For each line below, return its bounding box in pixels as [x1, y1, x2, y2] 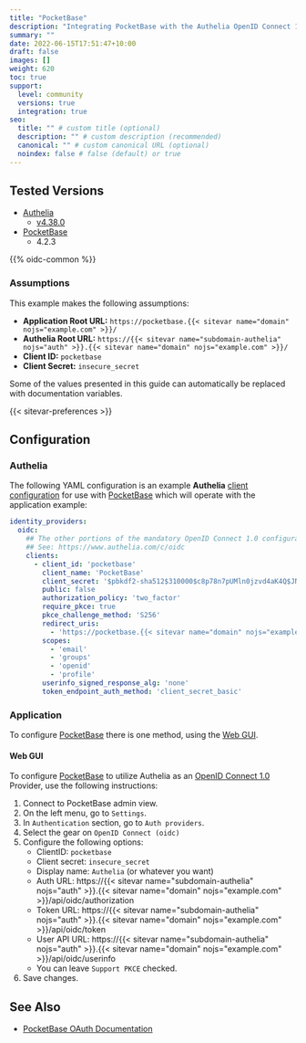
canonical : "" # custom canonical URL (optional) [17, 141, 209, 150]
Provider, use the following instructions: [9, 780, 158, 791]
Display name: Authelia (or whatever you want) [36, 866, 214, 877]
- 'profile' [49, 670, 96, 680]
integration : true [17, 107, 88, 116]
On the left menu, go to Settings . [22, 807, 148, 818]
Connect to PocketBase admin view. [22, 798, 158, 809]
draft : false [9, 47, 59, 57]
